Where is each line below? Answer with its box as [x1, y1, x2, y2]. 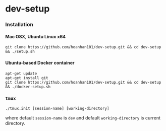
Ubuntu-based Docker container [5, 59, 75, 65]
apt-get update [5, 71, 37, 76]
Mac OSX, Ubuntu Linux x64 [5, 33, 66, 39]
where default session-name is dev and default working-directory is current [5, 114, 160, 121]
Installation [5, 21, 34, 28]
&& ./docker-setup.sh [5, 84, 51, 89]
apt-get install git [5, 75, 49, 81]
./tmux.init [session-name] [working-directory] [5, 106, 109, 111]
